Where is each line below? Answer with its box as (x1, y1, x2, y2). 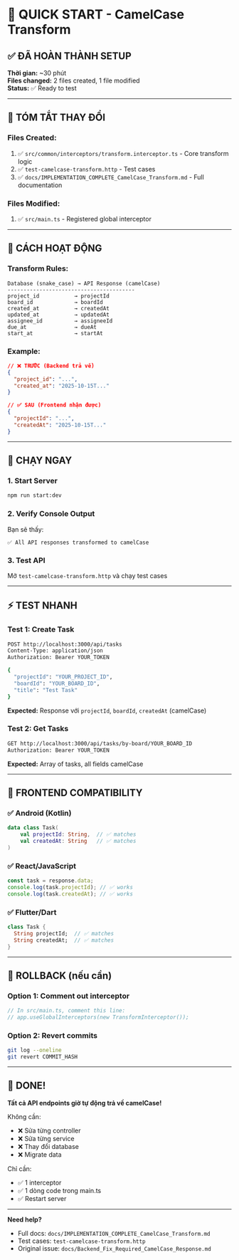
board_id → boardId (7, 298, 103, 305)
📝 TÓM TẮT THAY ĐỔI (7, 112, 105, 124)
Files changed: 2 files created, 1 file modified (7, 76, 140, 85)
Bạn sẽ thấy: (7, 525, 44, 533)
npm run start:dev (7, 492, 62, 499)
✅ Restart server (17, 1194, 67, 1202)
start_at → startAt (7, 330, 103, 337)
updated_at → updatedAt (7, 311, 110, 318)
